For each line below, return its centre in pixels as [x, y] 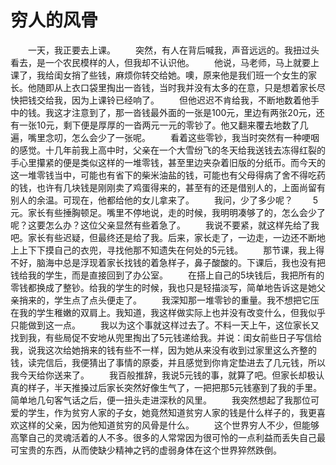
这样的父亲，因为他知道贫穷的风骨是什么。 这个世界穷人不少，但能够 [169, 425]
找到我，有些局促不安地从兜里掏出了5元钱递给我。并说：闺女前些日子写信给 [166, 337]
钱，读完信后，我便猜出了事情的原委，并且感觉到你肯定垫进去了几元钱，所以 [168, 362]
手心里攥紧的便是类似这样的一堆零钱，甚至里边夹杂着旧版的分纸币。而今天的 [168, 162]
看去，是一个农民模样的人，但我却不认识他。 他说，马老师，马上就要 [160, 62]
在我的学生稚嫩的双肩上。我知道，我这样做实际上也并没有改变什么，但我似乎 [168, 312]
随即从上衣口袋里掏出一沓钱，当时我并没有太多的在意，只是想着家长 [176, 87]
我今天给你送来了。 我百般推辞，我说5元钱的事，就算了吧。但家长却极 [163, 375]
